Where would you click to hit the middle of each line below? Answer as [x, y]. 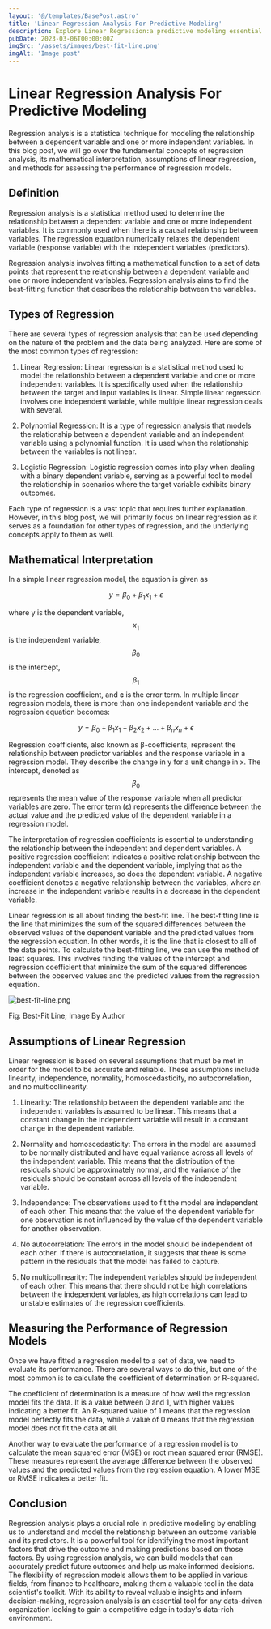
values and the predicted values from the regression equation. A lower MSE [134, 1469]
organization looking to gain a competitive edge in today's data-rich [121, 1609]
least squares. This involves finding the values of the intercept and [119, 959]
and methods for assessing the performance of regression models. [120, 168]
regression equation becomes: [59, 712]
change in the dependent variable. [77, 1128]
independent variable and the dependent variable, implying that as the [125, 866]
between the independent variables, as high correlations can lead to [133, 1294]
